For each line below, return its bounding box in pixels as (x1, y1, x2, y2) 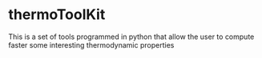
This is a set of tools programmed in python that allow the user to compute (8, 32, 255, 41)
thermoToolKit (8, 6, 106, 24)
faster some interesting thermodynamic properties (8, 40, 175, 49)
